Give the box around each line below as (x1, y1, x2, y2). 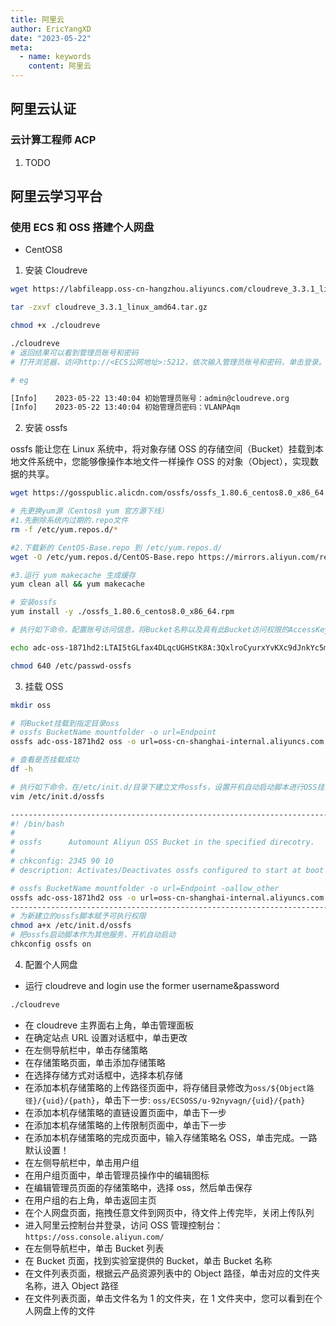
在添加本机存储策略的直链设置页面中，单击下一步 (24, 1106, 227, 1118)
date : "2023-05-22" (10, 33, 92, 43)
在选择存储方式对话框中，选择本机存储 (24, 1069, 183, 1081)
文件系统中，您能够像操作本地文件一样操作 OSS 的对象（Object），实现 (18, 456, 310, 468)
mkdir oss (10, 700, 52, 710)
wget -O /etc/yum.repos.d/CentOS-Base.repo (10, 552, 195, 562)
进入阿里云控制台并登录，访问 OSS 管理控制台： (24, 1219, 224, 1231)
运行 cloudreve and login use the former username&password (24, 979, 280, 991)
